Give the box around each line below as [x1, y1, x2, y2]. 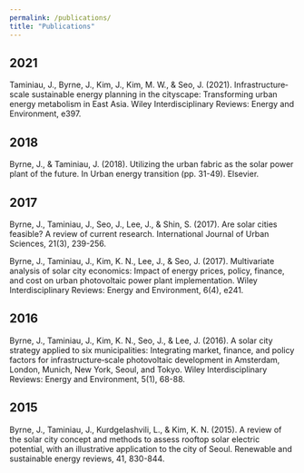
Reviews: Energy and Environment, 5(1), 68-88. [9, 373, 186, 384]
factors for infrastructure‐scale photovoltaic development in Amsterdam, [9, 354, 280, 365]
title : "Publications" [9, 22, 95, 31]
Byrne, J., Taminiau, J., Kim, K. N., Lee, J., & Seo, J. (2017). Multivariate [9, 255, 275, 266]
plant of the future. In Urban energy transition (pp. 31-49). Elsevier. [9, 169, 260, 180]
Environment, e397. [9, 108, 82, 119]
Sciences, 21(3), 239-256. [9, 238, 107, 249]
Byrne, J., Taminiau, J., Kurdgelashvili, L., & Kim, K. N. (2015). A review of [9, 424, 282, 435]
